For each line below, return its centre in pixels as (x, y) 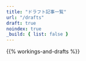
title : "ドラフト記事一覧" (36, 12)
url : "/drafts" (25, 18)
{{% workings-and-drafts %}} (43, 51)
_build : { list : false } (37, 34)
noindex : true (24, 29)
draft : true (21, 23)
